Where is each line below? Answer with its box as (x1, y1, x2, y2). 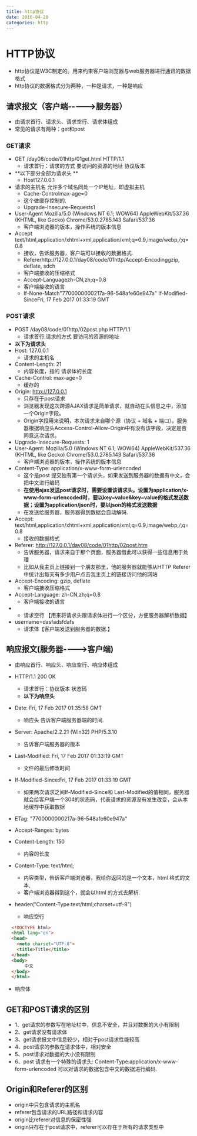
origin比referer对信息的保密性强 (14, 1116, 92, 1123)
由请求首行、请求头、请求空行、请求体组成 (14, 118, 118, 125)
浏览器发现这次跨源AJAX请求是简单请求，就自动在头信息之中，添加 (23, 402, 187, 409)
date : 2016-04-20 (6, 14, 49, 20)
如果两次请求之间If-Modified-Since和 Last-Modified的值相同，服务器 (23, 788, 190, 795)
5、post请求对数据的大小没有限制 (14, 1051, 96, 1058)
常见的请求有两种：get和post (14, 125, 85, 133)
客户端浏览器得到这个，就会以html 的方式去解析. (23, 888, 141, 896)
